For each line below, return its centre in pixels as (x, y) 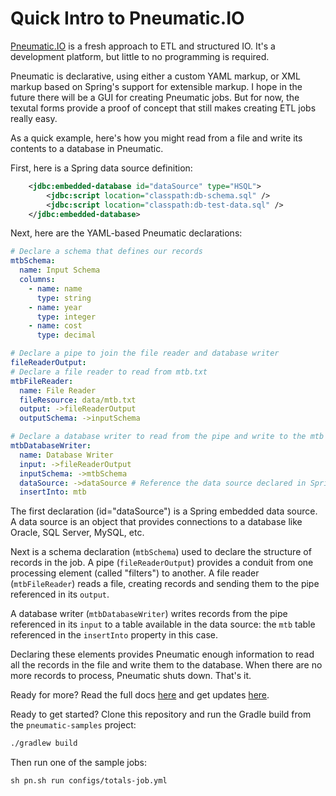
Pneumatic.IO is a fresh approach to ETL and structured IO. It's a (143, 46)
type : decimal (66, 335)
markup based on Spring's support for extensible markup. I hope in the (156, 86)
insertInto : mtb (53, 492)
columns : (37, 280)
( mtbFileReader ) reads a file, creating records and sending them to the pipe (165, 584)
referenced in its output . (60, 594)
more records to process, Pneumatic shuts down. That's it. (131, 676)
